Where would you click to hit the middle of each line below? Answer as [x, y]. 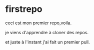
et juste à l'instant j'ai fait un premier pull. [47, 42]
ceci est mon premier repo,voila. [38, 23]
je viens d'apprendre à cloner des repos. [47, 32]
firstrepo [24, 9]
